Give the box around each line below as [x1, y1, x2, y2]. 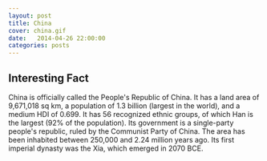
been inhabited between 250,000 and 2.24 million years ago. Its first [8, 135, 235, 144]
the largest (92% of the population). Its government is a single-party [8, 118, 234, 127]
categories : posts [8, 42, 70, 50]
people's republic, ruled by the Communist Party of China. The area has [8, 126, 246, 136]
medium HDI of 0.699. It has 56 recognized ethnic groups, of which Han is [8, 109, 254, 119]
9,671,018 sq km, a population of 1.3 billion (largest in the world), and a [8, 101, 241, 111]
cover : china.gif [8, 26, 67, 34]
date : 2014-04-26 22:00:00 [8, 34, 106, 42]
